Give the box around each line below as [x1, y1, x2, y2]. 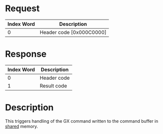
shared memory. [5, 123, 38, 129]
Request [5, 3, 40, 14]
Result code [40, 82, 67, 89]
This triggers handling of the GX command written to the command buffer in [5, 118, 159, 124]
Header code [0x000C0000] [40, 29, 107, 36]
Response [5, 48, 47, 60]
